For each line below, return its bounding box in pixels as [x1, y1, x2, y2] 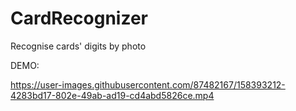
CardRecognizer [10, 7, 148, 30]
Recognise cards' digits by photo [10, 40, 147, 52]
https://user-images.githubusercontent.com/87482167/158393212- [10, 78, 286, 91]
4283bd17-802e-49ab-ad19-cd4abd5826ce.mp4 [10, 89, 215, 101]
